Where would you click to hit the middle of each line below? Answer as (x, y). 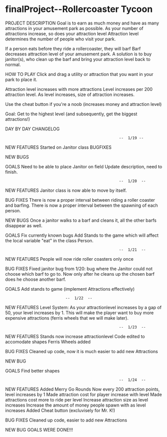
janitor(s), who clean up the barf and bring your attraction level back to (78, 59)
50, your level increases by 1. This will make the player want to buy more (80, 313)
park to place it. (21, 79)
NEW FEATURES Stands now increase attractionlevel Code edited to (75, 336)
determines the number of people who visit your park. (61, 39)
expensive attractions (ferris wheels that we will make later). (67, 318)
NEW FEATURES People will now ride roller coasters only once (69, 259)
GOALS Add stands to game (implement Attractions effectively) (70, 289)
